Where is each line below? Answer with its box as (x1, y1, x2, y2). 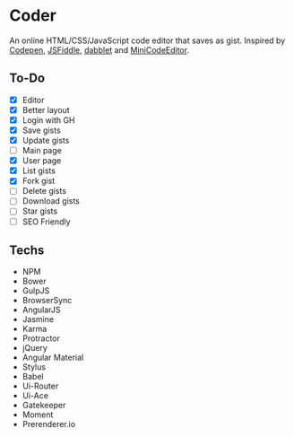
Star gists (22, 205, 58, 216)
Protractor (22, 333, 60, 344)
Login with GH (22, 114, 75, 126)
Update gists (22, 135, 70, 145)
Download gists (22, 196, 81, 206)
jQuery (22, 343, 48, 354)
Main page (22, 145, 63, 156)
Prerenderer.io (22, 419, 76, 430)
